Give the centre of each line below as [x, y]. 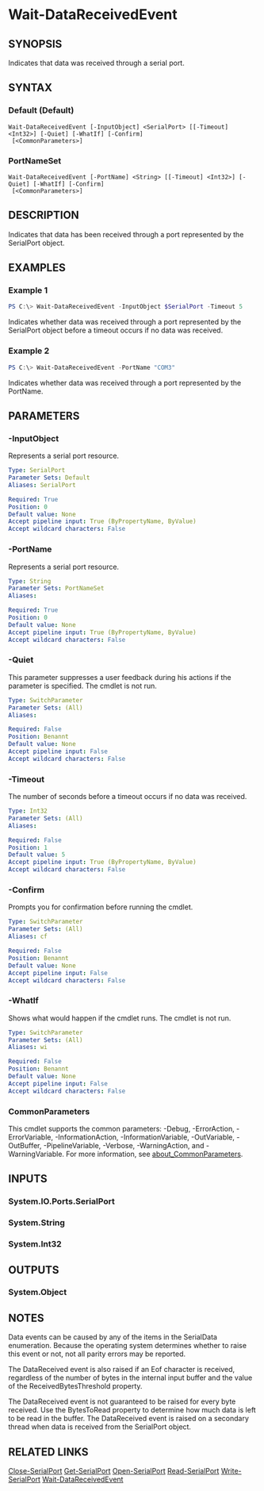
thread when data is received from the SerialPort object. [100, 1427]
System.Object [38, 1293]
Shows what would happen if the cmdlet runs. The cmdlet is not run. [120, 1018]
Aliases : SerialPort [42, 485]
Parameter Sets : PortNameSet [56, 589]
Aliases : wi [28, 1047]
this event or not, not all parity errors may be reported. [97, 1354]
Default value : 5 [37, 855]
